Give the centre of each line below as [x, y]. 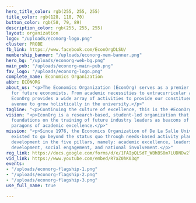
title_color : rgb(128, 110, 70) [45, 17]
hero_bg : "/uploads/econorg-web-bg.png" [56, 60]
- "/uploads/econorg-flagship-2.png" [52, 175]
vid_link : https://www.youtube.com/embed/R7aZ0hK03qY [73, 159]
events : [15, 164]
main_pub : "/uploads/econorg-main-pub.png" [60, 66]
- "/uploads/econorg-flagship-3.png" [52, 180]
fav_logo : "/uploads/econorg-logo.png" [55, 71]
